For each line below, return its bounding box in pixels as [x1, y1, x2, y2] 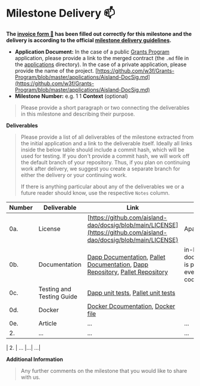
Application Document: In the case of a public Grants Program [14, 48, 170, 55]
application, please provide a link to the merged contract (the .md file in [14, 54, 189, 61]
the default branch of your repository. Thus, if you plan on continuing [20, 158, 190, 166]
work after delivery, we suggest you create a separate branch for [20, 165, 180, 172]
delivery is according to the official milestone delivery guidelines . [6, 36, 171, 43]
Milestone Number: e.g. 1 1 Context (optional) [14, 92, 129, 99]
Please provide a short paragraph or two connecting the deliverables [20, 104, 190, 111]
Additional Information [6, 356, 64, 363]
